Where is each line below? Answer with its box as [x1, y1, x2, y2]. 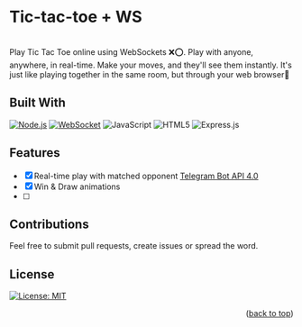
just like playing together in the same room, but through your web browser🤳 [9, 68, 290, 79]
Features [9, 145, 60, 160]
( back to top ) [245, 308, 294, 319]
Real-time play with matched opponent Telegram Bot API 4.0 [33, 170, 259, 181]
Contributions [9, 216, 89, 232]
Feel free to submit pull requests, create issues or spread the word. [9, 241, 259, 251]
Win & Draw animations [33, 181, 121, 192]
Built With [9, 95, 66, 111]
